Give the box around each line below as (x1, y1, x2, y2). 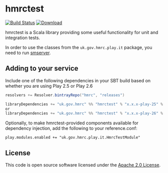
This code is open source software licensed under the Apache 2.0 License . (5, 162, 161, 168)
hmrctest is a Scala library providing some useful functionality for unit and (5, 29, 158, 35)
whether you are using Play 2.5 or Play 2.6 (5, 83, 93, 89)
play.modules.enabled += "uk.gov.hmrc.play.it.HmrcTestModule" (5, 135, 141, 140)
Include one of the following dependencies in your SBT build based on (5, 77, 151, 83)
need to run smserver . (5, 50, 51, 56)
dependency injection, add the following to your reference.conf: (5, 125, 137, 131)
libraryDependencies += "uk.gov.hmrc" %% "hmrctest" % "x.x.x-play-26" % (5, 111, 163, 116)
